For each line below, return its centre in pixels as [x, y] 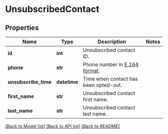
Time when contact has [110, 79]
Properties [22, 28]
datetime [67, 82]
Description [112, 42]
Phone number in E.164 [111, 64]
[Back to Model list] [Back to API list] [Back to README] [62, 126]
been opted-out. [102, 85]
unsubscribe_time [29, 82]
